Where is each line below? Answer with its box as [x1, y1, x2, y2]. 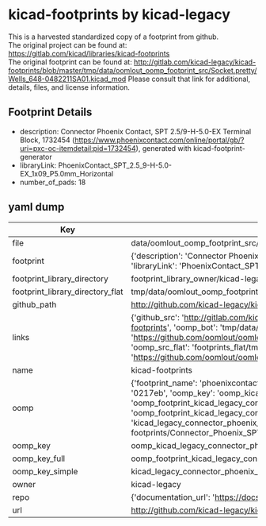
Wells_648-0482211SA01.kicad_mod [8, 74, 127, 83]
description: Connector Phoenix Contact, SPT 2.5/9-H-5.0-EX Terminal [19, 126, 252, 136]
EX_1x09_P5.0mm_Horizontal [19, 168, 114, 178]
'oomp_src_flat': [130, 342, 190, 353]
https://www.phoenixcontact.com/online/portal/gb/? [74, 135, 245, 145]
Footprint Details [8, 106, 93, 119]
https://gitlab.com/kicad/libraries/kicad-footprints [8, 48, 170, 58]
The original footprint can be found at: [8, 57, 132, 67]
